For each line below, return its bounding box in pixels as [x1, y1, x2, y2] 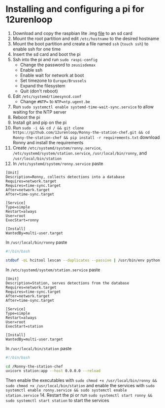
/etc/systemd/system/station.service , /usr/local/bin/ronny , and [12, 150, 147, 156]
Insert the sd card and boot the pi [12, 51, 81, 57]
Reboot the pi [12, 114, 40, 120]
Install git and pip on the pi [12, 120, 67, 125]
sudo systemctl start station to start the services [5, 398, 109, 404]
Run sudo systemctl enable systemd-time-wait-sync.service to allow [12, 104, 154, 110]
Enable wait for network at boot [20, 72, 84, 78]
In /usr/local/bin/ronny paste [5, 239, 67, 245]
